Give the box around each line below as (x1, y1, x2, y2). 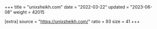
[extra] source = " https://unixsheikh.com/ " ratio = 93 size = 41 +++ (4, 19, 140, 24)
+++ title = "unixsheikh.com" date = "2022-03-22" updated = (4, 4, 130, 10)
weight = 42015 (13, 9, 45, 15)
